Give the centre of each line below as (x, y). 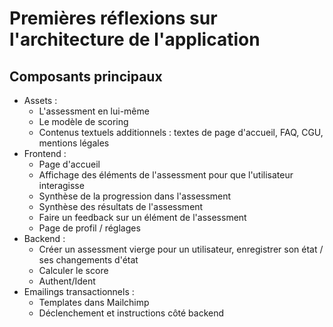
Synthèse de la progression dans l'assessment (135, 196)
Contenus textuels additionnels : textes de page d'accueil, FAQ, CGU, (181, 132)
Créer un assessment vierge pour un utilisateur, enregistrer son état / (181, 249)
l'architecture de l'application (135, 39)
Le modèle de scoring (83, 121)
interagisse (61, 185)
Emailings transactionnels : (79, 291)
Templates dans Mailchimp (94, 302)
